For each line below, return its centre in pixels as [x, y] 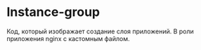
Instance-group [53, 12]
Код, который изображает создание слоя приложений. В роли [100, 31]
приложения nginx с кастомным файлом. [68, 38]
